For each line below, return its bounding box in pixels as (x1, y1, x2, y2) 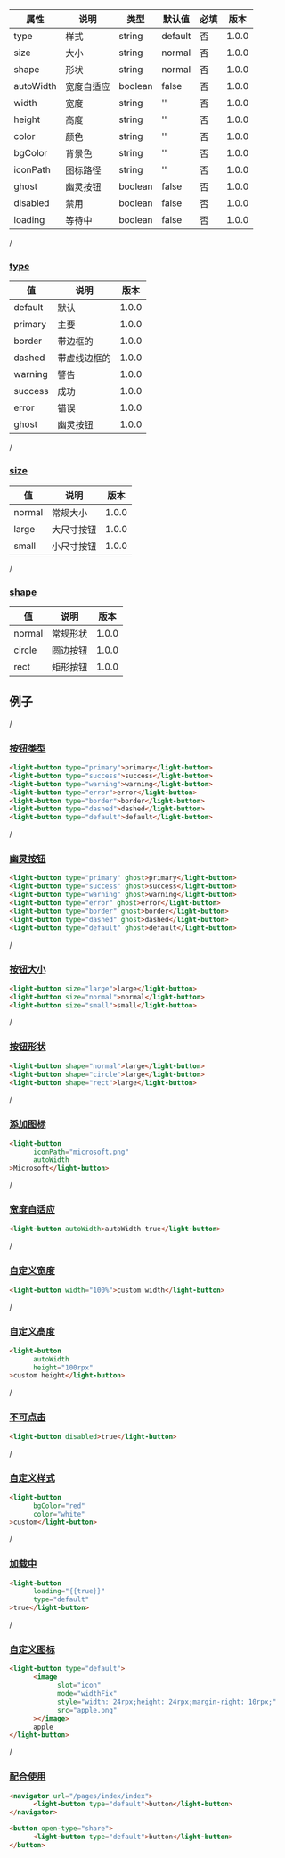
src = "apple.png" (56, 1706, 118, 1714)
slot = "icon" (56, 1681, 102, 1690)
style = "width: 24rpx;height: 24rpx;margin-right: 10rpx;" (56, 1698, 277, 1706)
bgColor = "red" (32, 1501, 86, 1510)
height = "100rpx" (32, 1363, 94, 1372)
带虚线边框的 (57, 352, 111, 365)
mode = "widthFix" (56, 1689, 118, 1698)
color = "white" (32, 1509, 86, 1518)
